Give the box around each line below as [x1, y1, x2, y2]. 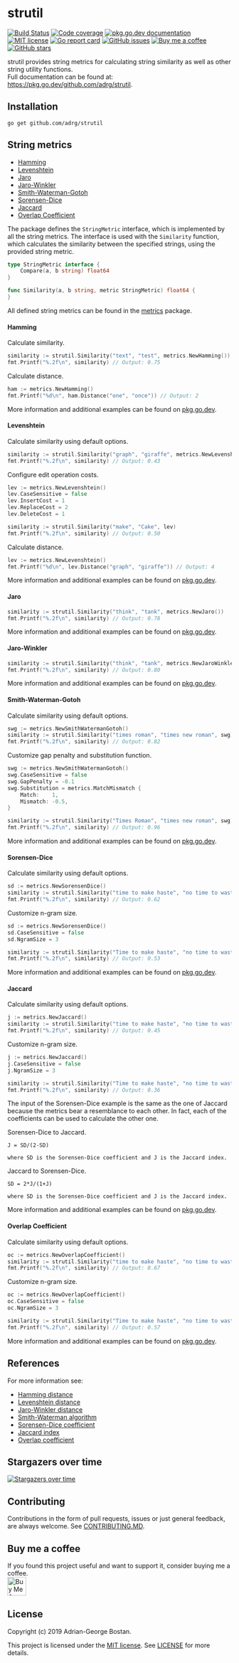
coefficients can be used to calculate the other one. [7, 1115, 159, 1123]
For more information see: [7, 1376, 83, 1385]
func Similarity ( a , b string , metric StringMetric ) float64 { [7, 287, 196, 294]
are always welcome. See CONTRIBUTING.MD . [7, 1522, 145, 1531]
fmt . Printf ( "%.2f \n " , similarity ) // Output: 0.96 [7, 824, 161, 831]
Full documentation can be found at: [7, 73, 114, 81]
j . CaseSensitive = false [7, 1060, 81, 1068]
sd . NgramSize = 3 [7, 935, 59, 943]
